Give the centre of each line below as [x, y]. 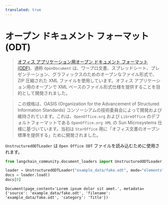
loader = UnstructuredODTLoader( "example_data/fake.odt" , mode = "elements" [85, 170]
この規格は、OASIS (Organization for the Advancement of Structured [88, 104]
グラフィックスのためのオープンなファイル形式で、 [104, 74]
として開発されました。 [46, 93]
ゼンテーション [33, 74]
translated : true [23, 10]
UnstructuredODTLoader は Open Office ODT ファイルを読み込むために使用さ [82, 145]
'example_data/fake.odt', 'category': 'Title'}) [57, 198]
